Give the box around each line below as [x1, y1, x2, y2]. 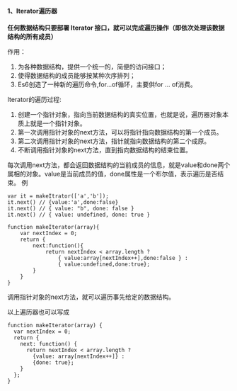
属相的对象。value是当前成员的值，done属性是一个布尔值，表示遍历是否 [7, 170, 218, 178]
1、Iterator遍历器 [7, 6, 58, 15]
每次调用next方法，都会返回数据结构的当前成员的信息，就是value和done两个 [7, 161, 231, 169]
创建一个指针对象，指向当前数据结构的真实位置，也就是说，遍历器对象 [17, 110, 223, 119]
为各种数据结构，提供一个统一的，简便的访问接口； [17, 62, 167, 71]
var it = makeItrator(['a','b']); [7, 193, 110, 200]
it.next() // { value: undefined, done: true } [7, 211, 151, 219]
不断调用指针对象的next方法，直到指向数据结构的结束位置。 [17, 146, 192, 154]
